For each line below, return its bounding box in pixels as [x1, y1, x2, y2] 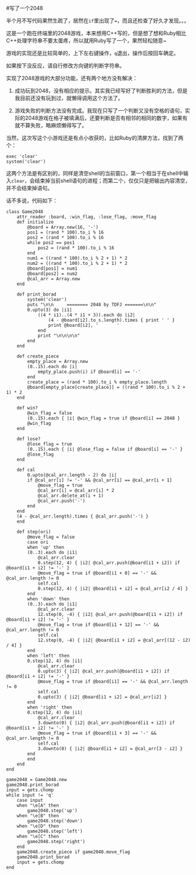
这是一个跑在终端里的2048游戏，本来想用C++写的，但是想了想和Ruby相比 [6, 30, 187, 37]
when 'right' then [27, 704, 72, 710]
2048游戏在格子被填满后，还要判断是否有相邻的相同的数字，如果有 [25, 114, 188, 122]
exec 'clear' [6, 153, 38, 159]
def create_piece [16, 353, 59, 359]
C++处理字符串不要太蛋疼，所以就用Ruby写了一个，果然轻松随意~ [6, 37, 167, 44]
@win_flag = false [27, 410, 72, 416]
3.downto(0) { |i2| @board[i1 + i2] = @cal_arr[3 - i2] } [37, 746, 183, 752]
